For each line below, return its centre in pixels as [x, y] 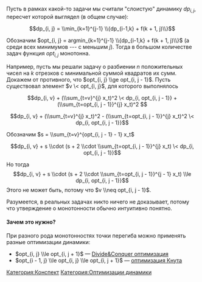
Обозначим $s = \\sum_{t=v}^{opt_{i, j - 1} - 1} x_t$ [71, 134]
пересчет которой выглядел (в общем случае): [68, 16]
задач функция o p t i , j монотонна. [48, 54]
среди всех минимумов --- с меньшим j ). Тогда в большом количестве [99, 47]
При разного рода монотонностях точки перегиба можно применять [96, 235]
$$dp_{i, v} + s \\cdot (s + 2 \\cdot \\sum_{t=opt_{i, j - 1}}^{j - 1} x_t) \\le [102, 174]
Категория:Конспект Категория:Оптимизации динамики [79, 272]
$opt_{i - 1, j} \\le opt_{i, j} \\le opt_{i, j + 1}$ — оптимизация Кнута [99, 260]
